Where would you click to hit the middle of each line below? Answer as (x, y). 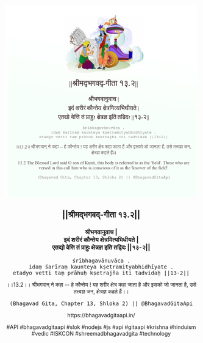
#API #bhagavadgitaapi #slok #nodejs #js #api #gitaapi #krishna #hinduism (101, 327)
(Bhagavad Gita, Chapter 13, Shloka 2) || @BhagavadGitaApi (101, 303)
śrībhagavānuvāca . (101, 260)
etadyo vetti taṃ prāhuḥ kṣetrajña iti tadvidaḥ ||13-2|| (101, 273)
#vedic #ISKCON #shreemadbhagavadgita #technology (101, 333)
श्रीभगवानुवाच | (101, 232)
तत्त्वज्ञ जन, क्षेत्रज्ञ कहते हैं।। (101, 291)
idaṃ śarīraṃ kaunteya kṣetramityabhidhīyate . (101, 267)
